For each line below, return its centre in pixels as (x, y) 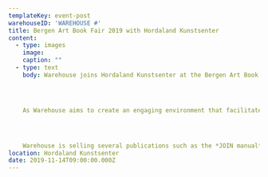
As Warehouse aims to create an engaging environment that (123, 110)
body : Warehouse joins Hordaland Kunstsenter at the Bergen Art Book (141, 75)
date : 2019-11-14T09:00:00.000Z (62, 160)
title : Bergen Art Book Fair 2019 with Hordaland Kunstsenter (114, 30)
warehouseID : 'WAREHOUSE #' (55, 23)
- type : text (37, 68)
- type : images (41, 45)
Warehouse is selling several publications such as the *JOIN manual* (142, 146)
